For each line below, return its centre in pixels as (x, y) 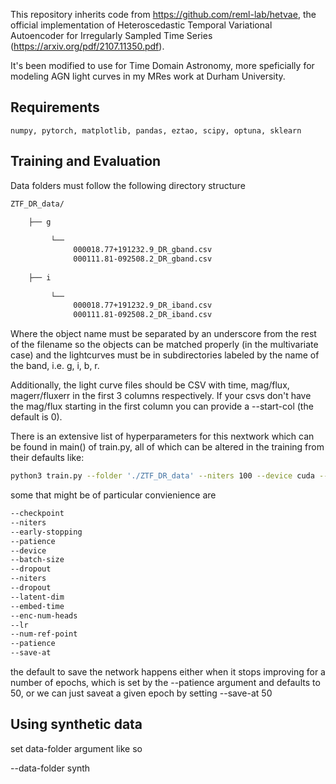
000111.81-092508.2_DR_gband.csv (143, 259)
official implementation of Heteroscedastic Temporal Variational (141, 25)
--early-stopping (46, 532)
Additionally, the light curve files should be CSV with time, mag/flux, (150, 385)
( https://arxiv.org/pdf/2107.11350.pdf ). (87, 46)
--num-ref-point (44, 634)
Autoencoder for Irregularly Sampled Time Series (111, 35)
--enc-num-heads (44, 615)
